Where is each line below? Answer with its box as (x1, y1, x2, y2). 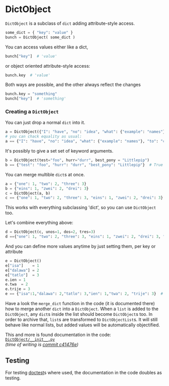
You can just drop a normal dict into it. (5, 120, 86, 126)
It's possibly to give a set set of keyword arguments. (5, 148, 114, 154)
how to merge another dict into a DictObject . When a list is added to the (5, 306, 158, 312)
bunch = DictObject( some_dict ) (5, 34, 75, 40)
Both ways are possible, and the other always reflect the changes (5, 82, 141, 88)
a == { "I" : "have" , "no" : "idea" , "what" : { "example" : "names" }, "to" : (5, 139, 158, 144)
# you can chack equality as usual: (5, 134, 82, 139)
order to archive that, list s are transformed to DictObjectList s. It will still (5, 317, 158, 323)
